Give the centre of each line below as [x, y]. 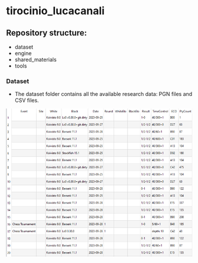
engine [23, 53]
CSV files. [27, 100]
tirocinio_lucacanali [56, 11]
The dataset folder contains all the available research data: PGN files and [103, 94]
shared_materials [36, 60]
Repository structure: [47, 33]
